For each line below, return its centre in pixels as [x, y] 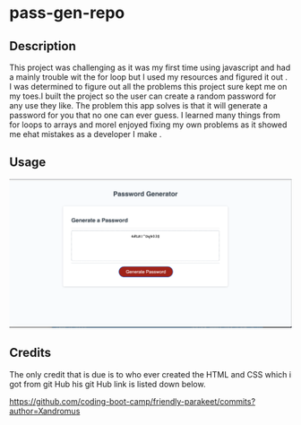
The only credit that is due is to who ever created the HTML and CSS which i [150, 374]
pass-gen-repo [67, 13]
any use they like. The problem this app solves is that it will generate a [139, 105]
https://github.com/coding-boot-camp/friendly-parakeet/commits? [133, 401]
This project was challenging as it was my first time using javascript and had [150, 67]
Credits [30, 353]
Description [43, 46]
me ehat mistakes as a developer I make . [86, 134]
